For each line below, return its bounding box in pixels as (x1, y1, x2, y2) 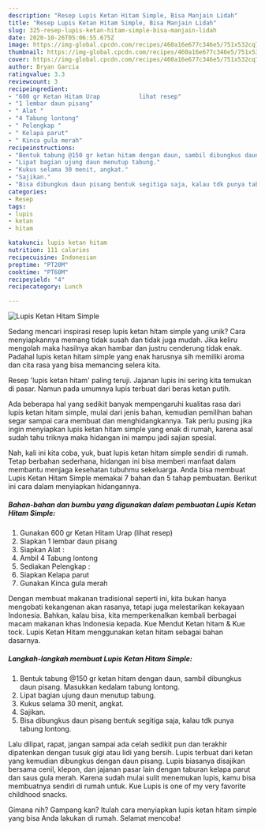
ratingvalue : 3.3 (8, 70, 65, 78)
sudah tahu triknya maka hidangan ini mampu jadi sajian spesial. (8, 433, 217, 442)
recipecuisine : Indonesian (8, 254, 97, 261)
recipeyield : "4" (8, 276, 65, 284)
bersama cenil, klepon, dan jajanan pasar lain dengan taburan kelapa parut (8, 765, 251, 774)
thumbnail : (8, 48, 44, 56)
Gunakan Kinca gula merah (19, 578, 108, 588)
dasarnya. (8, 636, 41, 645)
